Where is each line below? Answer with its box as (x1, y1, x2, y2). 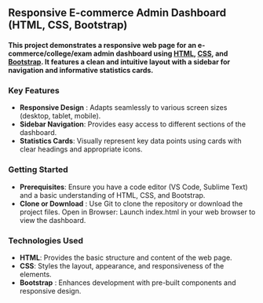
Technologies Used (8, 235, 84, 246)
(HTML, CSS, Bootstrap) (8, 19, 128, 32)
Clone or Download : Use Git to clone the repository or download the (19, 199, 243, 208)
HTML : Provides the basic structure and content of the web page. (19, 253, 233, 262)
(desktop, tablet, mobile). (19, 111, 101, 121)
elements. (19, 269, 53, 279)
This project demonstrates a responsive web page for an (8, 40, 196, 49)
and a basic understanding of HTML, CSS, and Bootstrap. (19, 190, 206, 199)
